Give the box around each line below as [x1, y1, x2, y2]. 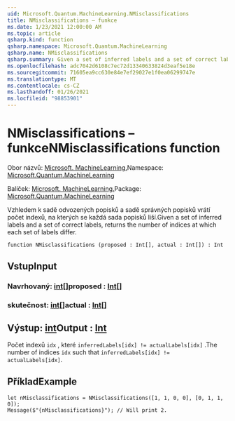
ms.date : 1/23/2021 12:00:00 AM [7, 23, 101, 30]
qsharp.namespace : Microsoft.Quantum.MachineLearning [7, 43, 168, 50]
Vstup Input [7, 260, 57, 272]
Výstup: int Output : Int [7, 322, 107, 334]
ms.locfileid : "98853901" [7, 95, 83, 102]
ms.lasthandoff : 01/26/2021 [7, 88, 90, 95]
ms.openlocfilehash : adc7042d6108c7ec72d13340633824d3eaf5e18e [7, 62, 196, 69]
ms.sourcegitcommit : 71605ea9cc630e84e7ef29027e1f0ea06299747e [7, 69, 196, 76]
